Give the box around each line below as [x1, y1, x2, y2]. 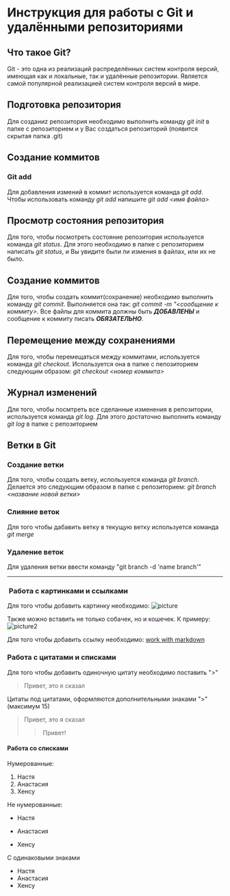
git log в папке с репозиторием [7, 420, 98, 428]
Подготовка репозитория [7, 99, 121, 111]
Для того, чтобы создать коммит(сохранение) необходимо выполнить [7, 293, 214, 301]
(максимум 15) [7, 702, 50, 710]
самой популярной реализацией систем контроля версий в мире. [7, 79, 201, 87]
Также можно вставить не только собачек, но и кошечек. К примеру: [7, 615, 211, 624]
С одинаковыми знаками [7, 854, 80, 862]
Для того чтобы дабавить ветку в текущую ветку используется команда [7, 522, 219, 531]
